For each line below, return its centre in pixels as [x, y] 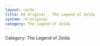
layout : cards [20, 10]
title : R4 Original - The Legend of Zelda [50, 14]
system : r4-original [27, 19]
